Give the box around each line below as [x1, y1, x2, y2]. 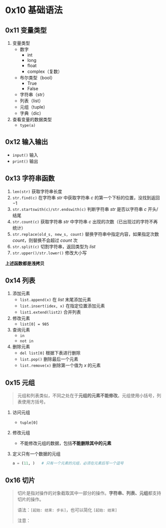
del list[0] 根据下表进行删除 [19, 350, 81, 356]
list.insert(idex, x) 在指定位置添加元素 [19, 303, 105, 309]
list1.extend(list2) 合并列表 [19, 309, 81, 315]
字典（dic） [19, 110, 44, 116]
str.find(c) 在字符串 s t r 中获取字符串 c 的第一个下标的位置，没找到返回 [12, 194, 160, 200]
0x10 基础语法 [5, 4, 63, 16]
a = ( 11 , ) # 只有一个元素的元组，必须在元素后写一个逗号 [12, 461, 124, 466]
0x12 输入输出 [5, 138, 48, 146]
